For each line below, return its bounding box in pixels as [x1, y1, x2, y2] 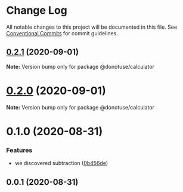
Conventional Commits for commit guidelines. [6, 29, 118, 36]
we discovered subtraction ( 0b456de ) [14, 160, 108, 167]
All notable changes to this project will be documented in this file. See [6, 23, 178, 31]
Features [6, 146, 33, 154]
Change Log [6, 4, 67, 17]
